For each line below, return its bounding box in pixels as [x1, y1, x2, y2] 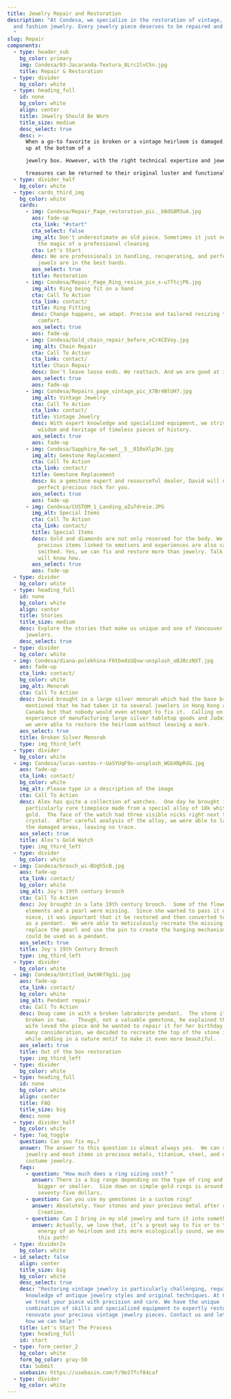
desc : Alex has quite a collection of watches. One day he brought [19, 798, 220, 805]
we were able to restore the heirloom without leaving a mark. [25, 722, 211, 728]
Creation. [37, 1209, 67, 1216]
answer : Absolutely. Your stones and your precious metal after [32, 1202, 220, 1209]
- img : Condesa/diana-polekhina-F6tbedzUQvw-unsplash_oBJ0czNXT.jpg [13, 657, 214, 664]
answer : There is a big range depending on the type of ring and [32, 1177, 223, 1184]
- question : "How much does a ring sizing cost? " [25, 1170, 174, 1177]
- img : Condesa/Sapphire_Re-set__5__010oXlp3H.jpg [25, 446, 174, 453]
